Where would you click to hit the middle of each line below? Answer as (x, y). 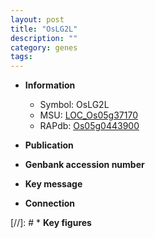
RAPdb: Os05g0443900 (89, 126)
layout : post (37, 19)
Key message (53, 184)
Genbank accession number (84, 165)
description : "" (44, 38)
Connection (49, 203)
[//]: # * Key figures (51, 223)
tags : (21, 57)
